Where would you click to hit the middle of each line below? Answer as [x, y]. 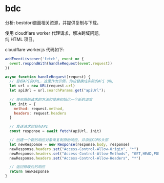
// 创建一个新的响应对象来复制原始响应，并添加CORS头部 [59, 140]
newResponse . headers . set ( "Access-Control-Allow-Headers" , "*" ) [75, 158]
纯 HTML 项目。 [21, 39]
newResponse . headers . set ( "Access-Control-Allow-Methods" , [70, 154]
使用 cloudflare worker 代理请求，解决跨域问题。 [54, 33]
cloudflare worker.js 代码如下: [35, 49]
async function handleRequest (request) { [48, 77]
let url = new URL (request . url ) [42, 86]
